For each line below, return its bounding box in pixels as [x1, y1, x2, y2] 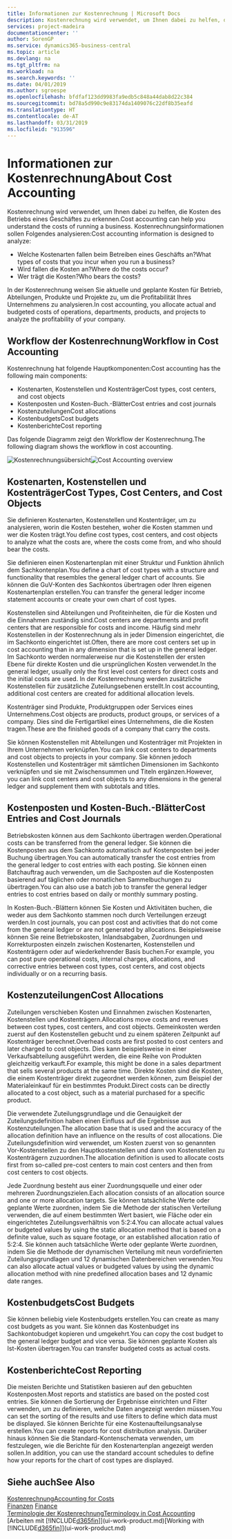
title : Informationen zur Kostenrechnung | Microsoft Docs [7, 10, 181, 17]
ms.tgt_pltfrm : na [7, 61, 60, 68]
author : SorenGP [7, 36, 54, 43]
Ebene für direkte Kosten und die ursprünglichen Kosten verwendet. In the [7, 660, 217, 668]
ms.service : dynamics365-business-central [7, 42, 131, 49]
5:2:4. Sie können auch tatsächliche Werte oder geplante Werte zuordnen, [7, 1240, 218, 1248]
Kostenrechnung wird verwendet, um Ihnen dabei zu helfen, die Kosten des [7, 208, 222, 216]
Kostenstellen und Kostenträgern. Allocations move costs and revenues [7, 1015, 209, 1023]
